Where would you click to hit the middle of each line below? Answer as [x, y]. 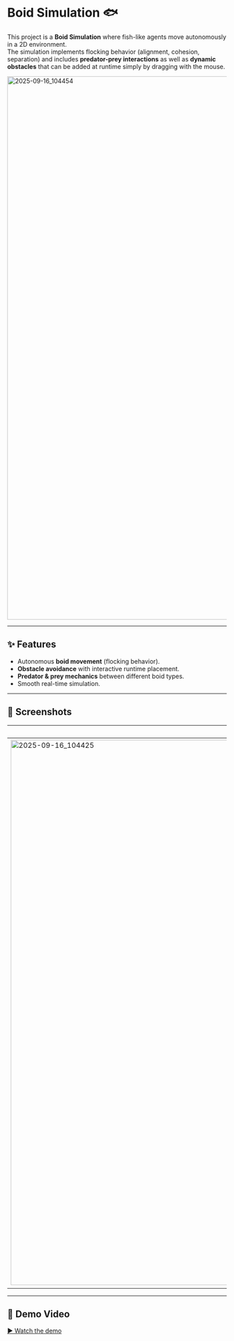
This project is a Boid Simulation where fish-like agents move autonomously [117, 37]
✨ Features [32, 644]
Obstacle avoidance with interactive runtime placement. [98, 668]
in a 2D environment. [37, 44]
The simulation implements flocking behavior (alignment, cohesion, [103, 52]
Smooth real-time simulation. [59, 683]
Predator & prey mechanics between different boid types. [101, 676]
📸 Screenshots [40, 712]
